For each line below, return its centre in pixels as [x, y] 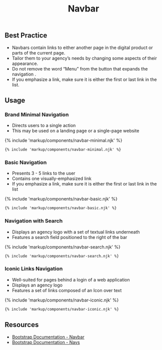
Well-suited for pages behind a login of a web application [71, 279]
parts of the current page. [38, 52]
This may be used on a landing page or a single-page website [75, 131]
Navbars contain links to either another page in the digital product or [82, 47]
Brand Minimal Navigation [37, 114]
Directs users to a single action [44, 125]
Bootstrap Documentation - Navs [46, 342]
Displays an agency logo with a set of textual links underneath [76, 232]
